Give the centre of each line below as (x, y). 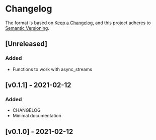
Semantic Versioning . (27, 28)
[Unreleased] (26, 44)
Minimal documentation (37, 116)
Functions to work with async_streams (52, 69)
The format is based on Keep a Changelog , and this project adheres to (78, 23)
